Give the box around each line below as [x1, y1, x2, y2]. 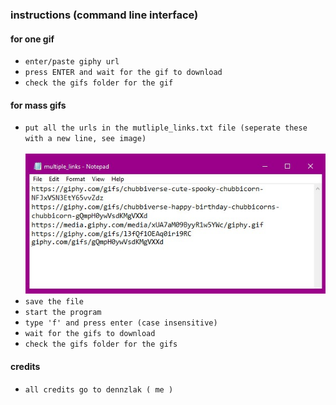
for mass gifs [10, 99, 67, 111]
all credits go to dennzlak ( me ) [24, 384, 174, 395]
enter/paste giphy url [24, 57, 120, 67]
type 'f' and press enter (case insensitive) [24, 318, 218, 328]
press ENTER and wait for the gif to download [24, 68, 223, 78]
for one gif [10, 33, 55, 45]
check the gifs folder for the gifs [24, 339, 178, 350]
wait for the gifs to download [24, 329, 156, 339]
